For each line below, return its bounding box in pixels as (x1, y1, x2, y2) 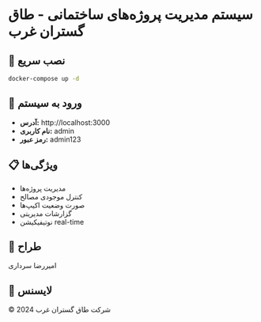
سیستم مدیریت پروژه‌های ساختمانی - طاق (8, 6, 253, 24)
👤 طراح (8, 240, 42, 253)
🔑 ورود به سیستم (8, 97, 82, 110)
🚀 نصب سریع (8, 54, 66, 67)
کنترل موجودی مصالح (19, 191, 83, 201)
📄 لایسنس (8, 283, 53, 297)
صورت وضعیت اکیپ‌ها (19, 200, 85, 210)
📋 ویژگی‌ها (8, 158, 58, 172)
